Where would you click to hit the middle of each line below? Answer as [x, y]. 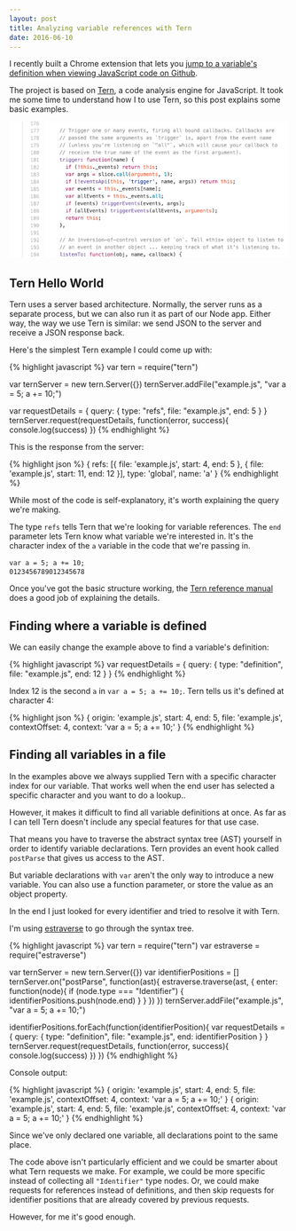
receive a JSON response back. [67, 333]
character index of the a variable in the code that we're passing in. [130, 546]
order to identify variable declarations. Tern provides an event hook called [144, 848]
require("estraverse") [48, 955]
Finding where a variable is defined [108, 626]
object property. [39, 894]
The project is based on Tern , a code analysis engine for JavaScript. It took [146, 91]
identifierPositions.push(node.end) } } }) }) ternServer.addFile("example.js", [146, 1000]
